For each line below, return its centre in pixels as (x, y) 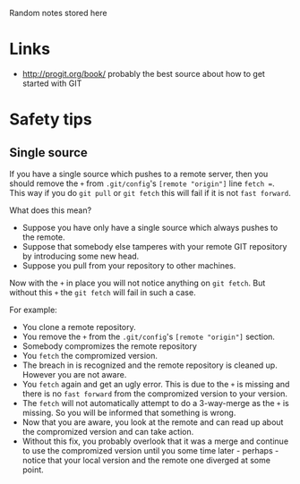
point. (33, 470)
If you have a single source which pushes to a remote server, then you (139, 174)
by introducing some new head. (81, 256)
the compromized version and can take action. (108, 431)
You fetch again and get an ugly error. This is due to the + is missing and (156, 384)
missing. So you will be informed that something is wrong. (129, 412)
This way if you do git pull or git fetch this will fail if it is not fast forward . (150, 192)
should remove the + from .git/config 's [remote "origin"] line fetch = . (142, 183)
